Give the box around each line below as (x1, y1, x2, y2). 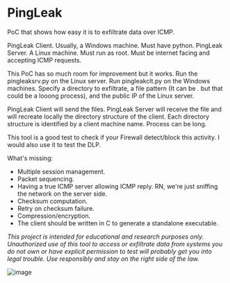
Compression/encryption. (17, 212, 91, 220)
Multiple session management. (17, 167, 106, 175)
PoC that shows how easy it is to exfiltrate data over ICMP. (7, 28, 175, 36)
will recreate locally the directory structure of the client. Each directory (7, 112, 210, 121)
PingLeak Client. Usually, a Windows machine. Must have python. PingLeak (7, 41, 223, 49)
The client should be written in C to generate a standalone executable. (17, 218, 219, 227)
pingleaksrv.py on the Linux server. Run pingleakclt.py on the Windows (7, 76, 211, 85)
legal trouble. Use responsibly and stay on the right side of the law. (7, 255, 199, 263)
